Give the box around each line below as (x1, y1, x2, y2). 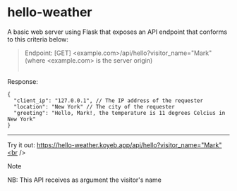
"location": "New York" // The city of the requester (13, 103, 175, 110)
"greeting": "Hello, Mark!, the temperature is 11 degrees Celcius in (13, 109, 226, 116)
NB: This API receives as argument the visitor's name (7, 175, 162, 184)
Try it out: (7, 140, 35, 149)
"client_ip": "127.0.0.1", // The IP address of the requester (13, 97, 203, 104)
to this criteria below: (7, 35, 69, 43)
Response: (7, 77, 39, 85)
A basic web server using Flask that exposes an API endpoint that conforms (7, 27, 228, 36)
